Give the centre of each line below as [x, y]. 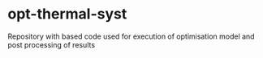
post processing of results [51, 44]
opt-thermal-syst [67, 14]
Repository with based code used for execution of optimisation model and [131, 36]
